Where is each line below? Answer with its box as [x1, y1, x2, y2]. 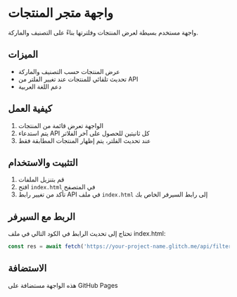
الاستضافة [8, 263, 47, 274]
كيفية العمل [8, 103, 52, 115]
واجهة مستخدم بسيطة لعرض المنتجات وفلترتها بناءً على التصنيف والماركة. [8, 28, 199, 37]
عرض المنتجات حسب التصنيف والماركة [18, 67, 120, 75]
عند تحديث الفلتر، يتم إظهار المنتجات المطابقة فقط [18, 136, 151, 145]
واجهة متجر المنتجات [8, 5, 114, 21]
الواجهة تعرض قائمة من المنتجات [18, 121, 104, 129]
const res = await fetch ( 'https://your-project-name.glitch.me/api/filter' [8, 243, 235, 251]
